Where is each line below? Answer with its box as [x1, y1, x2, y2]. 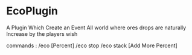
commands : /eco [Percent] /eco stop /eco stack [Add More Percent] [6, 42, 178, 49]
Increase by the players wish [6, 30, 78, 37]
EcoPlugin [6, 4, 59, 18]
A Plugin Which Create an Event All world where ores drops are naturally [6, 24, 187, 31]
